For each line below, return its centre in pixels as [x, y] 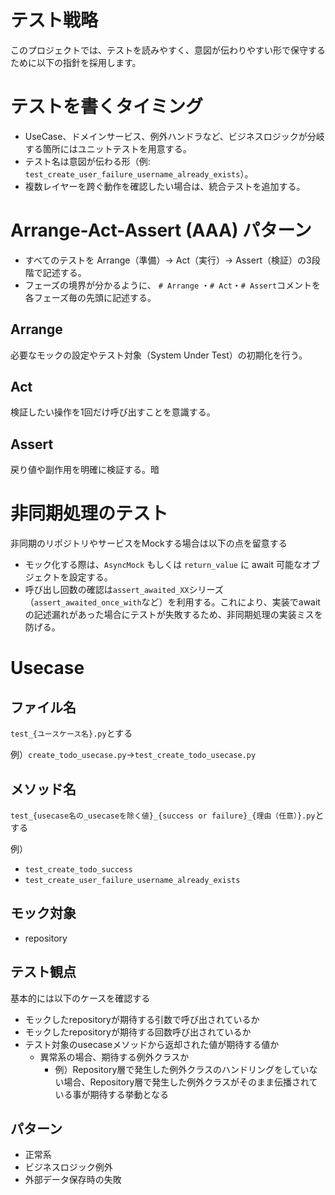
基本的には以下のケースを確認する [80, 998]
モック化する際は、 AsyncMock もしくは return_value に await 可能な [163, 565]
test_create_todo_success [78, 870]
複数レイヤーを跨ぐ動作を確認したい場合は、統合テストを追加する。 [165, 186]
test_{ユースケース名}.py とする [71, 733]
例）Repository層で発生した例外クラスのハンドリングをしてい [182, 1069]
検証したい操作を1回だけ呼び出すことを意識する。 [113, 412]
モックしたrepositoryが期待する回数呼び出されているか [138, 1032]
